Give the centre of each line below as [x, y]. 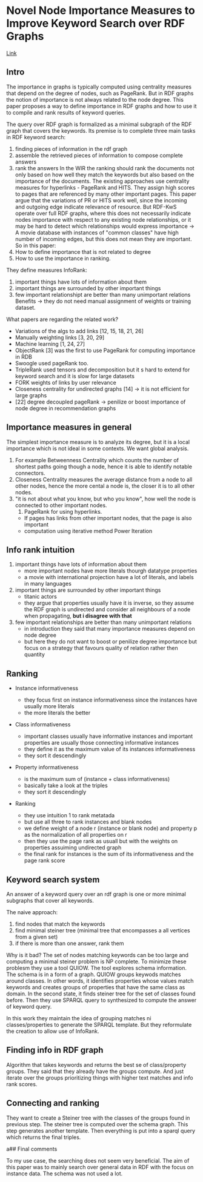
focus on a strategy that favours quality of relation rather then [101, 648]
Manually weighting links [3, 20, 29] [60, 337]
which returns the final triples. [44, 1137]
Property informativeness [47, 768]
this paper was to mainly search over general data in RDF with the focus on [100, 1167]
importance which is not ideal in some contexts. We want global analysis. [98, 448]
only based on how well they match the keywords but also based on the [105, 174]
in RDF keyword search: [36, 137]
